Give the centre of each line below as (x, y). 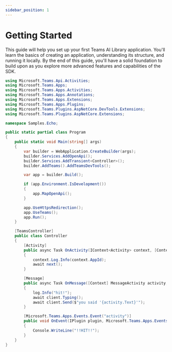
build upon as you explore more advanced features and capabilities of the (83, 66)
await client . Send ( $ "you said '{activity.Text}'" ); (89, 302)
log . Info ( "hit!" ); (52, 293)
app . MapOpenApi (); (52, 194)
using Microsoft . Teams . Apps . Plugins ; (46, 104)
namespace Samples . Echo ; (32, 123)
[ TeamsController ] (34, 231)
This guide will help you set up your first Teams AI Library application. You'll (85, 50)
